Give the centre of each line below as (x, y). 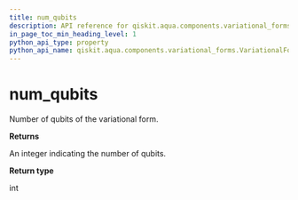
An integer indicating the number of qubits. (88, 154)
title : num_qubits (43, 17)
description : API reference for (69, 26)
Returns (24, 136)
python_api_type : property (59, 42)
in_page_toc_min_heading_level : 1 (73, 34)
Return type (32, 171)
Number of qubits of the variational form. (84, 119)
